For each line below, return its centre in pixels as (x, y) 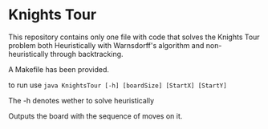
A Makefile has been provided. (59, 69)
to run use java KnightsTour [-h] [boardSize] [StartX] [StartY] (118, 85)
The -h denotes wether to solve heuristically (81, 100)
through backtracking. (87, 54)
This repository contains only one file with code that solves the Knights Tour (134, 37)
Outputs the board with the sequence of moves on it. (95, 116)
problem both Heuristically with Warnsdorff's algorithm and (106, 45)
